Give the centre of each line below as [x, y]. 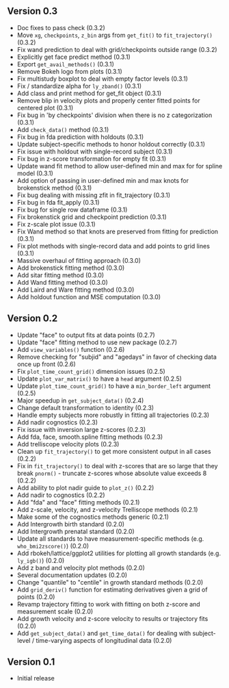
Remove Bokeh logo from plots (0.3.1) [69, 71]
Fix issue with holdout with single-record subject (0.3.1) [95, 151]
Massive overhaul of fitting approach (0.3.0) [79, 260]
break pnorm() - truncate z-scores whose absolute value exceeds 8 [112, 473]
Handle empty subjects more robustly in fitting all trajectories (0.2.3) [113, 415]
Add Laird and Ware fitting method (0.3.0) [76, 290]
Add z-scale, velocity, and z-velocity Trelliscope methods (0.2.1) [107, 509]
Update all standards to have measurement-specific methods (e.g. [110, 538]
